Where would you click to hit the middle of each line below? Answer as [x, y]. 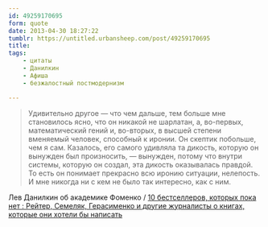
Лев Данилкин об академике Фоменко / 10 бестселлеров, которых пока [132, 197]
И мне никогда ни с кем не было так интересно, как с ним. [130, 181]
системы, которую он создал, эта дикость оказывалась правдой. [140, 164]
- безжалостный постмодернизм [74, 83]
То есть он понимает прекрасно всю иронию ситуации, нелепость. [144, 173]
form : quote [28, 23]
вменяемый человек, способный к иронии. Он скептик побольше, [142, 138]
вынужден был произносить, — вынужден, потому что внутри [135, 156]
